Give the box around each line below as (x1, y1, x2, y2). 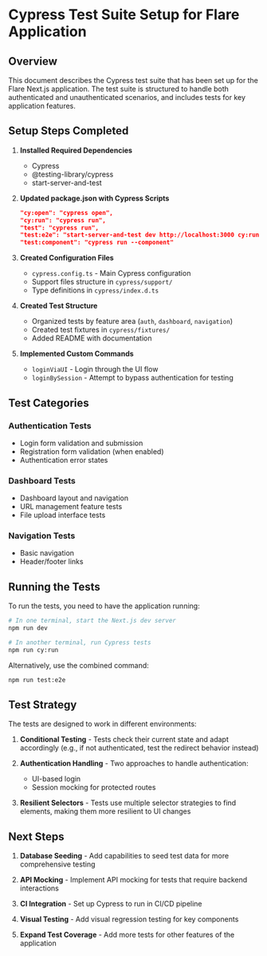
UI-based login (31, 774, 81, 784)
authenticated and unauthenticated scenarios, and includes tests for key (8, 93, 245, 102)
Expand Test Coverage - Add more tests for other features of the (19, 930, 235, 940)
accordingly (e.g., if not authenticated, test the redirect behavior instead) (19, 743, 259, 753)
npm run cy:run (8, 646, 59, 654)
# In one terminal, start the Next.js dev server (8, 617, 177, 625)
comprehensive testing (19, 859, 96, 869)
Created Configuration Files (19, 253, 114, 263)
